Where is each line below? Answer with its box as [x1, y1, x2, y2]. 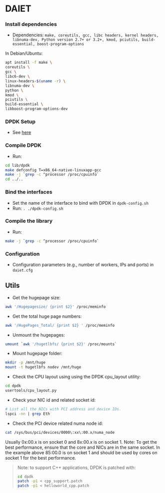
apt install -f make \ [5, 60, 52, 65]
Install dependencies [5, 21, 57, 28]
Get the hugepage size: [12, 294, 61, 300]
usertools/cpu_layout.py [5, 388, 57, 393]
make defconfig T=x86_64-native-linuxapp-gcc [5, 167, 101, 172]
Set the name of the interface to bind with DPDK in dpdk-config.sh [12, 200, 149, 206]
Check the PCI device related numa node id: [12, 420, 103, 426]
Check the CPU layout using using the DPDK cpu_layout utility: [12, 374, 141, 380]
